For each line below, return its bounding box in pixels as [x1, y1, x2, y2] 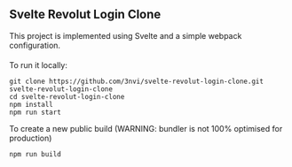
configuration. [9, 40, 60, 50]
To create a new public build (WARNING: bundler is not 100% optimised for [9, 124, 283, 134]
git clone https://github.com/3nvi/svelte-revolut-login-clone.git [9, 77, 264, 87]
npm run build [9, 150, 62, 159]
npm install [9, 101, 53, 110]
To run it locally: [9, 60, 68, 71]
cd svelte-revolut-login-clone [9, 93, 125, 102]
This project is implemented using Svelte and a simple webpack [9, 30, 242, 41]
